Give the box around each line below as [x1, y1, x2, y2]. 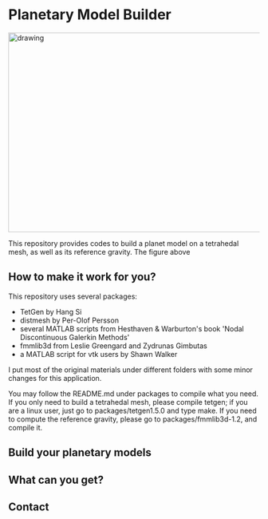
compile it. [8, 422, 43, 432]
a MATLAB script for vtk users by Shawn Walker [19, 349, 178, 359]
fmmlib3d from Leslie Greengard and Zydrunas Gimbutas [19, 341, 207, 351]
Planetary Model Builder [8, 6, 171, 24]
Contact [8, 500, 49, 513]
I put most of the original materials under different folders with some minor [8, 365, 254, 374]
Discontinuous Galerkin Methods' [19, 332, 130, 342]
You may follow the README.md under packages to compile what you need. [8, 389, 259, 398]
